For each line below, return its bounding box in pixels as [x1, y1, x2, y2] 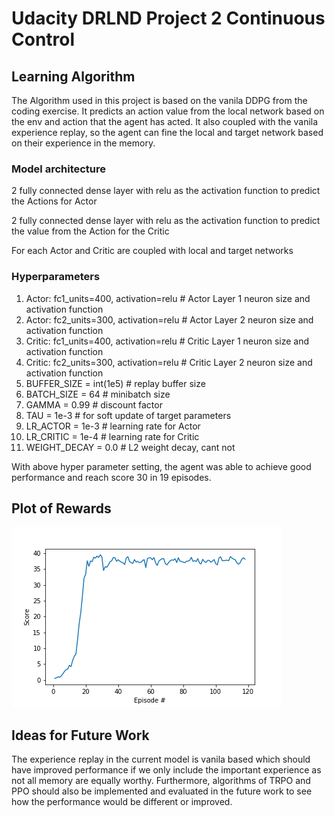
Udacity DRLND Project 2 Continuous [11, 7, 326, 30]
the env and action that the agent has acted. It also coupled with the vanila [11, 116, 319, 127]
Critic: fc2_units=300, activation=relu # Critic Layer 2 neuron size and [25, 356, 313, 368]
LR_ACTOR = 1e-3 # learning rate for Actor [25, 420, 201, 432]
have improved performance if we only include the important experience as [11, 764, 322, 776]
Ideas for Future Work [11, 727, 150, 744]
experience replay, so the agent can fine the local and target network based [11, 127, 324, 138]
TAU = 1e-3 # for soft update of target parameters [25, 409, 232, 421]
